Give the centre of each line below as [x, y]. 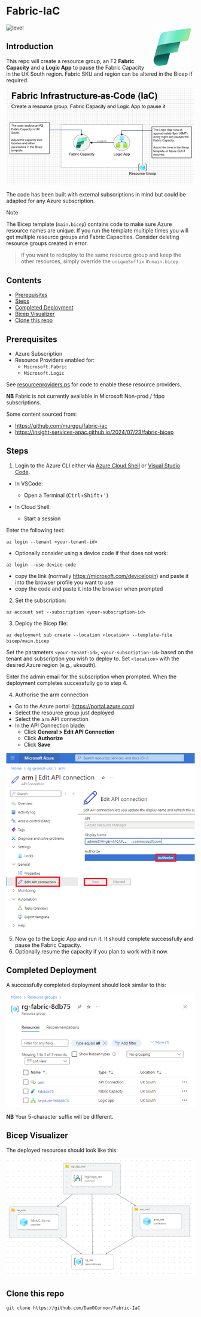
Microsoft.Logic [44, 374]
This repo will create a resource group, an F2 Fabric [70, 61]
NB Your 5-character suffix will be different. [60, 1117]
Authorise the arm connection [51, 695]
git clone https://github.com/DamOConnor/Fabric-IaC [73, 1308]
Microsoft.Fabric [45, 367]
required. [17, 80]
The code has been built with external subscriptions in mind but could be [96, 195]
